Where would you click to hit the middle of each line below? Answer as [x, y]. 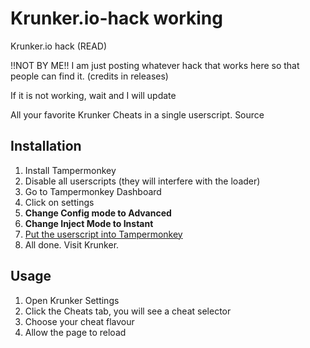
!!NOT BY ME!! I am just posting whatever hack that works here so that [155, 65]
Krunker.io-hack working [116, 18]
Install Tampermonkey [70, 170]
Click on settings [59, 202]
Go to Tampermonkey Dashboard [93, 191]
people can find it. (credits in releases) [89, 76]
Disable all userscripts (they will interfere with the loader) [142, 181]
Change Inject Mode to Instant [89, 223]
